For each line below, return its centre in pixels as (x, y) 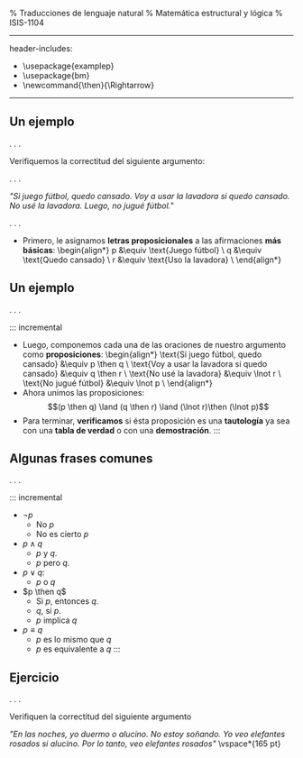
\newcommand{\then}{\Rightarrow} (88, 85)
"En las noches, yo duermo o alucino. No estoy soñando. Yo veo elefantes (147, 735)
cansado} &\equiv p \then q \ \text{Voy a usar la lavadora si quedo (145, 363)
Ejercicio (34, 677)
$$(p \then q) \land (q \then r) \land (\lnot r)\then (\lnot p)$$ (158, 406)
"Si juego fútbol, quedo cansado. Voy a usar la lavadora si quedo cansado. (150, 196)
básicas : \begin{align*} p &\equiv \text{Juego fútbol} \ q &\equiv (142, 250)
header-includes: (41, 48)
